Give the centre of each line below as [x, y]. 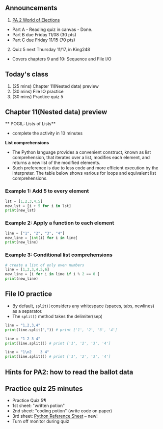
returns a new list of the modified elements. [56, 163]
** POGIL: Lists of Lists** [30, 124]
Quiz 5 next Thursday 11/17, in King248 [51, 49]
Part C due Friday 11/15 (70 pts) [43, 40]
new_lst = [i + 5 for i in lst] [38, 206]
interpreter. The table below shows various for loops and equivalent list [84, 173]
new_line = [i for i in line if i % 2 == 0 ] [52, 274]
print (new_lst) [21, 211]
